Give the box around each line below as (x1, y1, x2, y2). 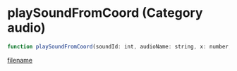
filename (7, 56, 33, 64)
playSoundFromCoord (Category (7, 5, 203, 21)
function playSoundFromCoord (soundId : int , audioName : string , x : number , (7, 43, 232, 50)
